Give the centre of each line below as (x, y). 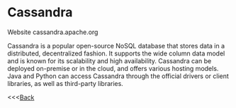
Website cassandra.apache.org (53, 32)
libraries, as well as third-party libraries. (66, 83)
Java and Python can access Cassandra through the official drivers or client (118, 76)
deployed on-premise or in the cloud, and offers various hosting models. (113, 68)
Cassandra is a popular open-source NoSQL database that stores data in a (116, 45)
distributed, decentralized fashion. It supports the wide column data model (116, 53)
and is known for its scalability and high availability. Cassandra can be (109, 60)
